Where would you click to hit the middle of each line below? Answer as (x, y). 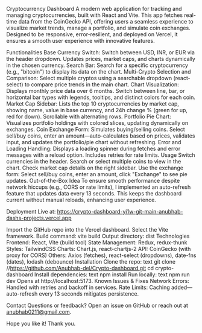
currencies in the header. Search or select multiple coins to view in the (94, 161)
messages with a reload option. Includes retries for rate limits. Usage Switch (101, 155)
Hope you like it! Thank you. (41, 323)
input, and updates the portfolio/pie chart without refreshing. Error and (94, 142)
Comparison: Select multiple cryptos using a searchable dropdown (89, 78)
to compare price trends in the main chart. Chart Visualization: (102, 84)
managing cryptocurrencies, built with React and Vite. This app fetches (94, 15)
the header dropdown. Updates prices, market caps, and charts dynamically (101, 59)
